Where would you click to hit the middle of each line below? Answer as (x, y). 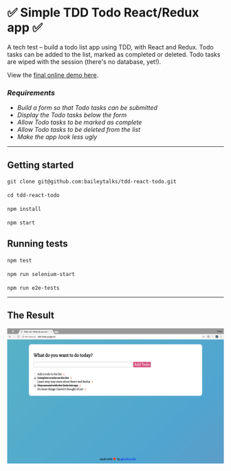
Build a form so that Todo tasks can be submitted (87, 108)
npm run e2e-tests (33, 288)
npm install (24, 209)
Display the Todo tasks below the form (72, 115)
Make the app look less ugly (57, 137)
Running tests (38, 244)
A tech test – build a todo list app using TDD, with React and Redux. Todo (111, 47)
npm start (21, 223)
